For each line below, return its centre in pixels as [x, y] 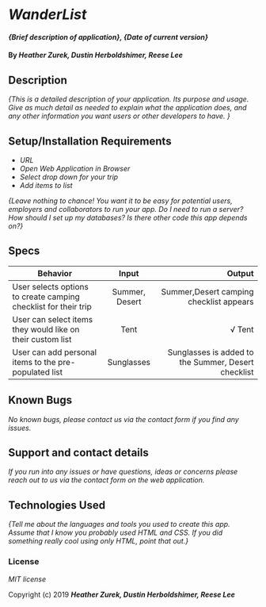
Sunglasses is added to [211, 352]
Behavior [55, 273]
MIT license [27, 579]
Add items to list [46, 185]
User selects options [50, 286]
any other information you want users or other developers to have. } [120, 116]
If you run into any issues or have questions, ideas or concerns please [123, 472]
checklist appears [220, 302]
